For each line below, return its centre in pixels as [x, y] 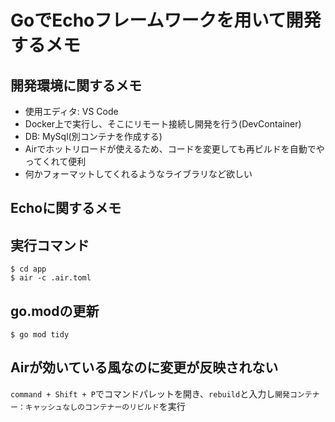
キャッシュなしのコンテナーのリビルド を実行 [105, 406]
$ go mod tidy [40, 335]
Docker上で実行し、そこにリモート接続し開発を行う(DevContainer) [163, 124]
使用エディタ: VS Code [71, 111]
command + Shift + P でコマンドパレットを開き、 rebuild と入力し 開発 [150, 393]
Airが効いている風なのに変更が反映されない [144, 367]
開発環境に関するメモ [76, 85]
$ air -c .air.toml [51, 278]
